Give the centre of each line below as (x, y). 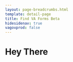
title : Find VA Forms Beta (32, 19)
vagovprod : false (23, 28)
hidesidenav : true (24, 23)
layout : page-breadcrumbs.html (37, 10)
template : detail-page (28, 14)
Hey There (27, 52)
